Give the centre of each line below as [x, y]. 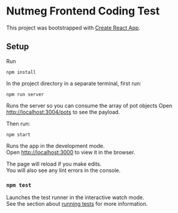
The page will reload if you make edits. [54, 164]
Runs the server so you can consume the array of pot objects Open [89, 105]
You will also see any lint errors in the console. [64, 170]
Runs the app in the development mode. [55, 146]
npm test [19, 185]
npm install [21, 72]
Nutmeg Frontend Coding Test [83, 11]
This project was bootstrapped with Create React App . [73, 28]
